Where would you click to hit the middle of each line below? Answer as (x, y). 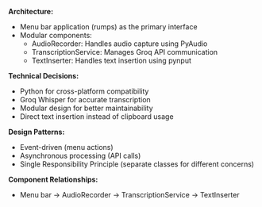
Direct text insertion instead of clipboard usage (96, 117)
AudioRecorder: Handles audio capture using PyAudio (119, 44)
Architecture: (31, 11)
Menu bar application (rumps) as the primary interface (108, 27)
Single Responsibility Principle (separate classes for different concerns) (137, 164)
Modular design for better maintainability (86, 108)
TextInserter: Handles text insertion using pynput (112, 60)
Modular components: (56, 35)
